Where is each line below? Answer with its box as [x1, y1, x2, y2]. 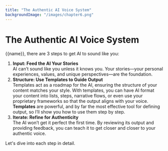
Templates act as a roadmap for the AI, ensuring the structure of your [12, 82, 157, 88]
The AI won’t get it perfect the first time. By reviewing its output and [12, 120, 154, 126]
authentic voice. [12, 130, 47, 137]
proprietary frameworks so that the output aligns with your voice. [12, 98, 148, 104]
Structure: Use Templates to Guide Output [12, 77, 103, 83]
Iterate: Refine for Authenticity [12, 115, 79, 121]
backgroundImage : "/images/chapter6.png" [5, 12, 94, 17]
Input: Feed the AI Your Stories [12, 60, 78, 66]
